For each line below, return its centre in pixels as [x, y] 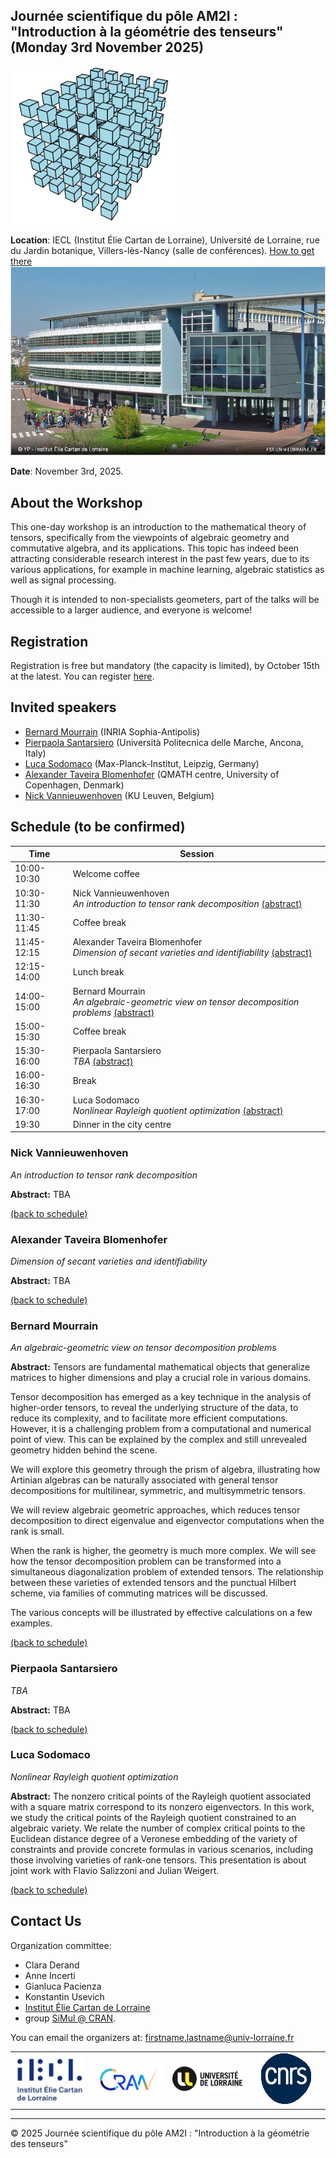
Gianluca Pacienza [63, 1986]
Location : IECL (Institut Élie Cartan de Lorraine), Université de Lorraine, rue [165, 240]
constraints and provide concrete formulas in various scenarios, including [162, 1849]
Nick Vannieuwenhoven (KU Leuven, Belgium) [119, 795]
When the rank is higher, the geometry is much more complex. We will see [163, 1551]
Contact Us [46, 1921]
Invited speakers [63, 707]
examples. [31, 1623]
